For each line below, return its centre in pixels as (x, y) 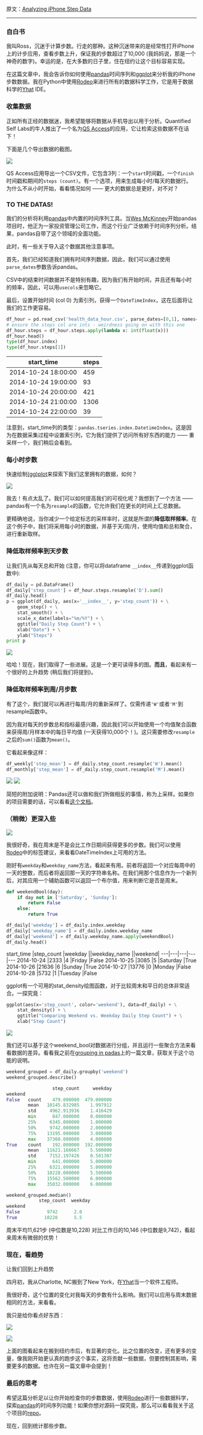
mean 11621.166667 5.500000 (70, 1150)
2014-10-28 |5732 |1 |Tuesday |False (52, 973)
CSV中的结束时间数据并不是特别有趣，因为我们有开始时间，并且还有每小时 (99, 279)
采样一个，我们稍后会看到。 (41, 443)
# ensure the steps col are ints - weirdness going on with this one (96, 325)
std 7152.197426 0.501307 (70, 1156)
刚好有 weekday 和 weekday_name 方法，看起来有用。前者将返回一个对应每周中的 (101, 865)
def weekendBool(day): (35, 892)
